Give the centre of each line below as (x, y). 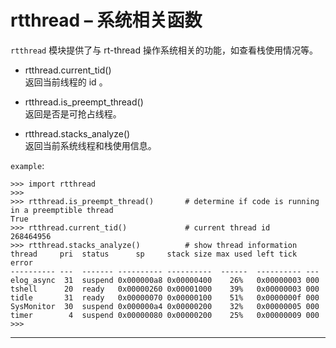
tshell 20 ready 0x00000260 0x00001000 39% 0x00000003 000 (165, 289)
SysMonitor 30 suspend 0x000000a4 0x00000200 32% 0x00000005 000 (165, 306)
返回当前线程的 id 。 (66, 82)
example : (27, 165)
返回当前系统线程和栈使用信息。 (90, 145)
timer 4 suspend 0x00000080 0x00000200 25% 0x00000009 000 (165, 315)
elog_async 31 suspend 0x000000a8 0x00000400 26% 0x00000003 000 (165, 280)
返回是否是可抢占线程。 (73, 113)
